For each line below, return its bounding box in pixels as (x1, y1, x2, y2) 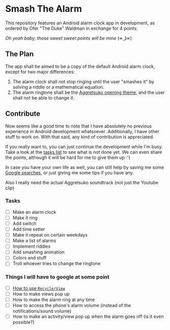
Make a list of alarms (12, 238, 57, 244)
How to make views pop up (12, 290, 70, 297)
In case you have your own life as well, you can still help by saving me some (5, 164, 164, 170)
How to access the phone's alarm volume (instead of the (12, 302, 131, 308)
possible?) (12, 319, 35, 325)
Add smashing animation (12, 249, 65, 255)
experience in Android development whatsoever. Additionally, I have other (5, 128, 160, 135)
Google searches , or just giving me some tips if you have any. (5, 170, 134, 176)
